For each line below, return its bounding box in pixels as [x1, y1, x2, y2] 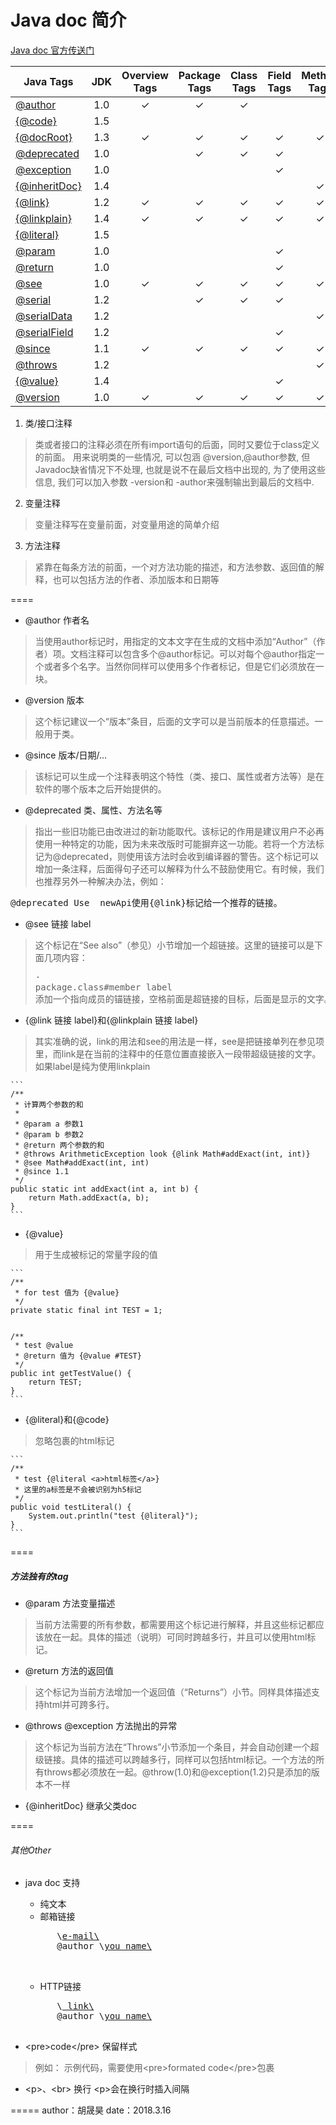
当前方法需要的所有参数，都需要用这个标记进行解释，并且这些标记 [34, 1618, 307, 1630]
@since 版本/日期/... [24, 749, 108, 761]
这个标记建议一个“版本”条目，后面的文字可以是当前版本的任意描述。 [34, 715, 315, 727]
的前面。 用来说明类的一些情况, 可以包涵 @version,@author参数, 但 [34, 451, 311, 463]
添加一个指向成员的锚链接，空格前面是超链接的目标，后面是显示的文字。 [34, 993, 333, 1005]
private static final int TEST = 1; [10, 1305, 163, 1315]
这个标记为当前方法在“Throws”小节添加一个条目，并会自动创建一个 [34, 1741, 311, 1753]
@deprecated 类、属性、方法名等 [24, 804, 163, 816]
